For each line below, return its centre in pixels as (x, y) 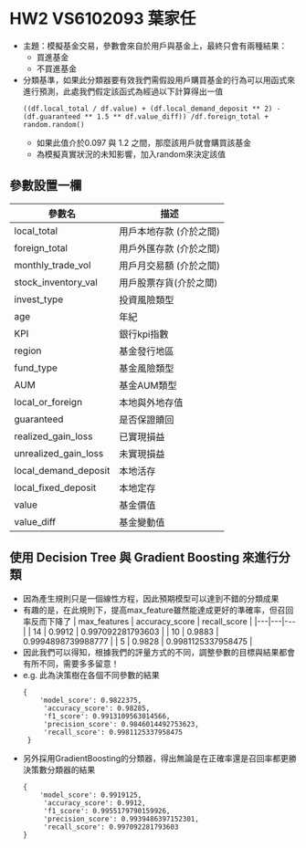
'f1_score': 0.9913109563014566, (107, 716)
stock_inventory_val (56, 282)
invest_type (39, 299)
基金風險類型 (146, 368)
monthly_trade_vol (53, 265)
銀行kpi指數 (143, 334)
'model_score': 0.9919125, (91, 795)
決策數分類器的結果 (59, 769)
